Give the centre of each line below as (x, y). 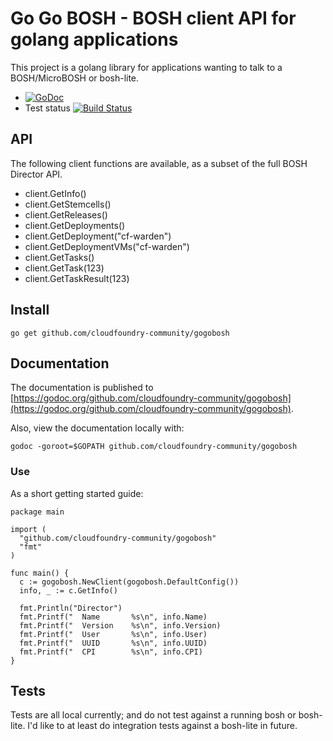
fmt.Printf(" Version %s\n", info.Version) (120, 625)
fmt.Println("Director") (71, 608)
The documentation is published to (82, 388)
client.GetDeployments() (75, 225)
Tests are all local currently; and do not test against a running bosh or (153, 715)
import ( (28, 529)
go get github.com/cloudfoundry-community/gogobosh (120, 333)
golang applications (94, 39)
